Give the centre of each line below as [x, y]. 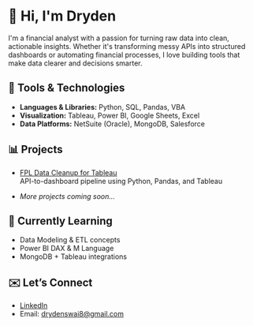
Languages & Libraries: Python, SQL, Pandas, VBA [102, 107]
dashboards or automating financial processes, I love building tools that [124, 54]
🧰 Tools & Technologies [67, 88]
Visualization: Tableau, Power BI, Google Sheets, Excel [110, 115]
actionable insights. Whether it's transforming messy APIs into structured [127, 46]
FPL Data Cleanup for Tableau [68, 172]
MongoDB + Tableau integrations [73, 257]
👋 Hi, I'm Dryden [62, 16]
